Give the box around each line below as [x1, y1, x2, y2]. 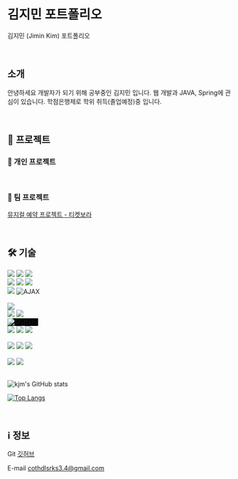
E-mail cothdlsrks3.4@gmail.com [7, 464, 104, 473]
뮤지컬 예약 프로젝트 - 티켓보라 [7, 210, 92, 219]
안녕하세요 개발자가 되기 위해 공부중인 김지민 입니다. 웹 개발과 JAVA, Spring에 [7, 88, 224, 97]
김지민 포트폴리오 [7, 6, 102, 23]
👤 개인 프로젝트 [7, 157, 56, 167]
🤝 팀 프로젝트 [7, 193, 50, 203]
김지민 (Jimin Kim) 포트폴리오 [7, 31, 90, 40]
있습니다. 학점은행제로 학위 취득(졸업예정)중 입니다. [20, 97, 162, 105]
